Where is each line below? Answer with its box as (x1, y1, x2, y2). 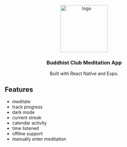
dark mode (12, 109, 35, 115)
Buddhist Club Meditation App (46, 59, 122, 66)
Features (5, 85, 33, 94)
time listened (12, 125, 39, 131)
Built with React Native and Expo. (49, 70, 119, 77)
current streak (12, 115, 42, 121)
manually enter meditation (12, 136, 67, 142)
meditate (12, 99, 31, 105)
